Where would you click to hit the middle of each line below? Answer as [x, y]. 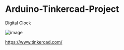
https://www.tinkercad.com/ [34, 42]
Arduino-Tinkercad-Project [62, 9]
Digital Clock [18, 23]
